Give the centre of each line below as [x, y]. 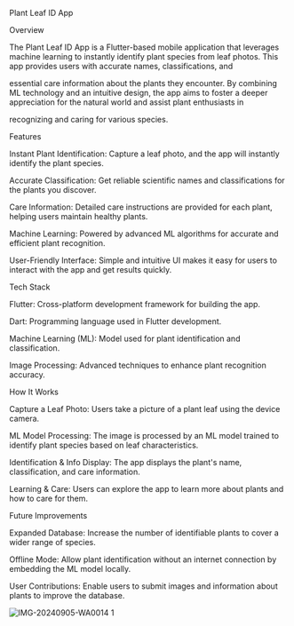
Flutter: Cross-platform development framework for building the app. [135, 304]
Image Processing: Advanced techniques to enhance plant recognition [138, 365]
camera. [24, 418]
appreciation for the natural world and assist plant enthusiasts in [127, 102]
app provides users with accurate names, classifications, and [121, 66]
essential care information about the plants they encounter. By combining [143, 83]
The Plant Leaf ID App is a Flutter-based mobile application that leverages [144, 47]
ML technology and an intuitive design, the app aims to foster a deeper [139, 93]
